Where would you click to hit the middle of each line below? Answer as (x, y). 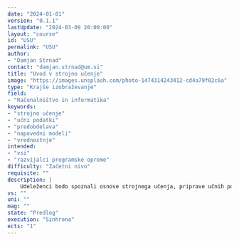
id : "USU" (22, 41)
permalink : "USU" (33, 47)
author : (19, 54)
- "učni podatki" (33, 120)
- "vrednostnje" (31, 140)
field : (17, 93)
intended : (22, 147)
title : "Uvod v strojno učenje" (55, 73)
